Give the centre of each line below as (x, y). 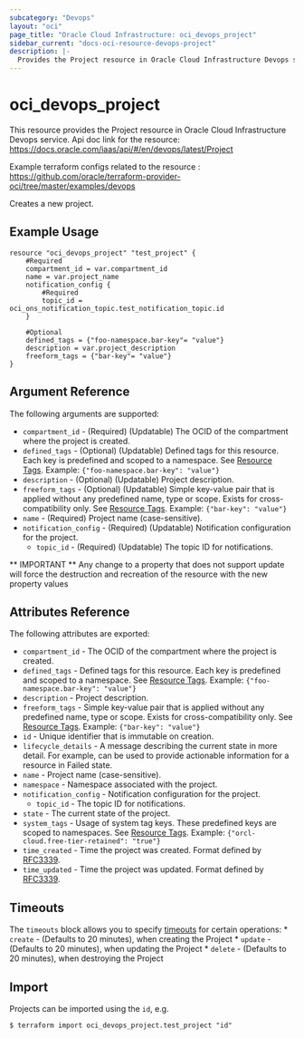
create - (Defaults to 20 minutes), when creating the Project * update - (140, 939)
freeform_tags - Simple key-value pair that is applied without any (143, 707)
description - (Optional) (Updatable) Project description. (128, 479)
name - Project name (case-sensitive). (91, 775)
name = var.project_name (72, 277)
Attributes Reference (70, 612)
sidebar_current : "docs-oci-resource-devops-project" (113, 43)
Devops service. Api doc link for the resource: (95, 139)
